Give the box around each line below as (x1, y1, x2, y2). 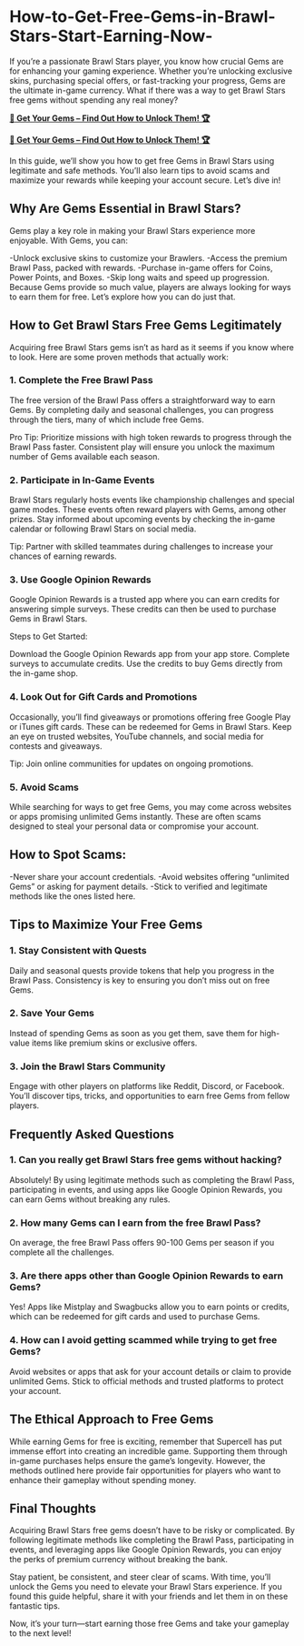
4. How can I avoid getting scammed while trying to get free (9, 1334, 278, 1347)
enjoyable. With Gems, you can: (9, 235, 129, 246)
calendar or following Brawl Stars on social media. (9, 523, 197, 534)
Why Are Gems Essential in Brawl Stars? (9, 201, 241, 217)
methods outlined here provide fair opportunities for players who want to (9, 1465, 281, 1476)
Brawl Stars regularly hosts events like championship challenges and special (9, 494, 295, 506)
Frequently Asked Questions (9, 1126, 175, 1142)
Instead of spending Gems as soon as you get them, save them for (9, 1027, 259, 1038)
